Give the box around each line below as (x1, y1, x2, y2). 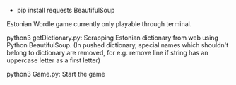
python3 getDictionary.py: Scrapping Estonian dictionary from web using (6, 33, 218, 42)
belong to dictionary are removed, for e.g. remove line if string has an (6, 49, 208, 57)
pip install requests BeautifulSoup (16, 6, 115, 14)
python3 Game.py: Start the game (6, 70, 105, 78)
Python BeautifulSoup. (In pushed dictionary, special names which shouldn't (6, 41, 229, 49)
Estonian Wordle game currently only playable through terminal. (6, 20, 192, 28)
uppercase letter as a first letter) (6, 56, 100, 64)
